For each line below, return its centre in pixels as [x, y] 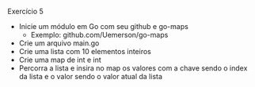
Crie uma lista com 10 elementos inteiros [85, 51]
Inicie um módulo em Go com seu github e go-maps [104, 26]
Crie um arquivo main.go [59, 43]
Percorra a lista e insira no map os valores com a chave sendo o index [133, 68]
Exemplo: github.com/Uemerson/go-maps [99, 35]
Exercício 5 [26, 11]
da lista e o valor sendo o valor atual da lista [91, 76]
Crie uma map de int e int [60, 60]
